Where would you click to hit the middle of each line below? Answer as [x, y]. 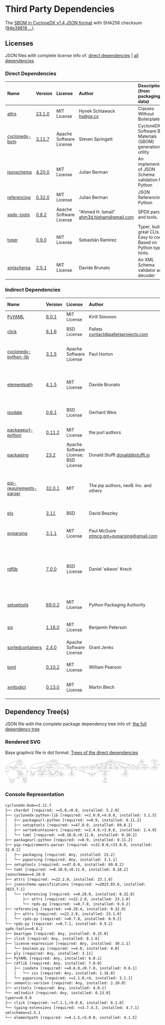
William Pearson [105, 667]
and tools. [148, 217]
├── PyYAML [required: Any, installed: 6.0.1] [54, 958]
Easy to [146, 237]
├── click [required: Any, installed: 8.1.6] [52, 939]
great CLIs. [149, 232]
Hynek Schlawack [97, 111]
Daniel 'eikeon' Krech [110, 569]
